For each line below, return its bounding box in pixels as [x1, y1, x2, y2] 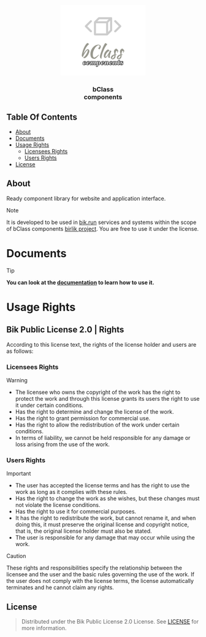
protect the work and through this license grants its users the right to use [15, 395, 200, 403]
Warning [6, 377, 28, 384]
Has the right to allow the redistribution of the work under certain [15, 421, 180, 428]
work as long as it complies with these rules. [15, 488, 128, 496]
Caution [6, 552, 26, 560]
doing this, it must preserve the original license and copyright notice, [15, 521, 189, 528]
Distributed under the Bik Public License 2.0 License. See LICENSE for [21, 618, 199, 625]
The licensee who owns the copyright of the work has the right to [15, 388, 181, 396]
